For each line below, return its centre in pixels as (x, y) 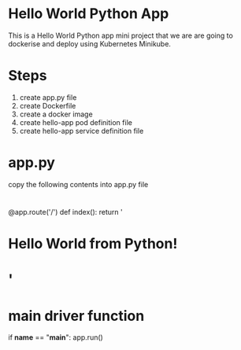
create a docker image (56, 114)
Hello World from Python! (93, 244)
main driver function (76, 316)
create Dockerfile (48, 105)
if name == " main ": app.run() (56, 337)
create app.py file (48, 97)
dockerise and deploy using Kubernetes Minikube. (90, 43)
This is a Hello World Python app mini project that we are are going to (121, 35)
